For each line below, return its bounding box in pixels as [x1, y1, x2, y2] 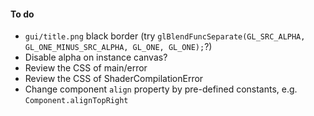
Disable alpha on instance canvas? [24, 51, 168, 64]
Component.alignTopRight [24, 96, 129, 106]
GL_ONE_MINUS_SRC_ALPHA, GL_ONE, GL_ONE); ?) [24, 41, 213, 53]
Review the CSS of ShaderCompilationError [24, 73, 204, 85]
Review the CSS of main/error [24, 62, 148, 74]
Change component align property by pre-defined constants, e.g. [24, 83, 298, 95]
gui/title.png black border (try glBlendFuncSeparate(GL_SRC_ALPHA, [24, 30, 306, 42]
